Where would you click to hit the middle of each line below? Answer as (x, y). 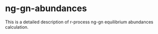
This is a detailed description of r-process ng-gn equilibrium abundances (79, 22)
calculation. (17, 27)
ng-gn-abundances (46, 8)
